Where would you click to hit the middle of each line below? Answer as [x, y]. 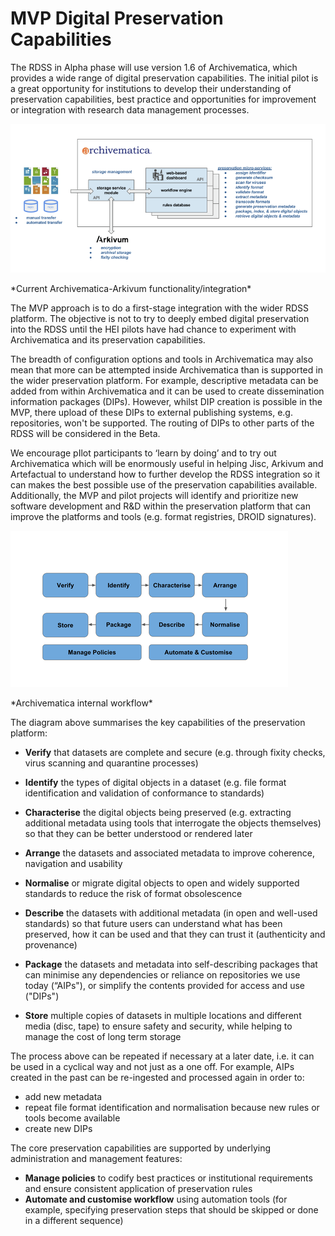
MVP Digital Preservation [117, 18]
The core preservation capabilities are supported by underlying [141, 1148]
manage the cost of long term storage [103, 1037]
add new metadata [63, 1097]
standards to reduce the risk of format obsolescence [133, 894]
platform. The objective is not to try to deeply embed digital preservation [160, 319]
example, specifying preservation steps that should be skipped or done [171, 1210]
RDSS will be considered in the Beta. [85, 434]
